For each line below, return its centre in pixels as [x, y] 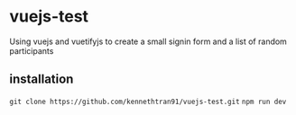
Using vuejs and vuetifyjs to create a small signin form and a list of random [148, 41]
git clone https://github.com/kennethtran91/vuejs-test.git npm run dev [148, 102]
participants [32, 50]
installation [42, 80]
